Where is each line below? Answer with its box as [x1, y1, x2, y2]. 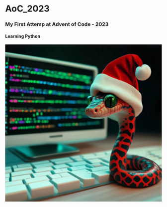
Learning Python [5, 33, 41, 39]
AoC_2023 [5, 3, 50, 14]
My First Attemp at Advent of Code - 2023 [5, 21, 109, 28]
